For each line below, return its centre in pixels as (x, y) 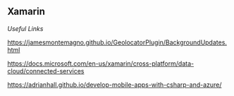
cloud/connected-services (46, 71)
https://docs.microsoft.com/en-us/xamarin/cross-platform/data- (101, 64)
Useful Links (25, 28)
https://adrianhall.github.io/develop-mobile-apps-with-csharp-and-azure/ (115, 85)
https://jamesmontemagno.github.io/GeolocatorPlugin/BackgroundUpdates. (117, 42)
